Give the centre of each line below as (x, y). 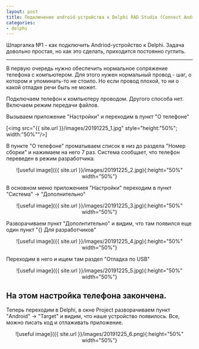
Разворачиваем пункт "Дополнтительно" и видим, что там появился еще (99, 224)
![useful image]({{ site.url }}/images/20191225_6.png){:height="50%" (99, 334)
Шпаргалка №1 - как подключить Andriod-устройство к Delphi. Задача (95, 45)
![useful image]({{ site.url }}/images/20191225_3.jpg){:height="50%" (99, 206)
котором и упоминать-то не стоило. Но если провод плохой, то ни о (93, 81)
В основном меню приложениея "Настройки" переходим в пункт (89, 188)
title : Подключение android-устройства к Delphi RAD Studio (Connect (94, 17)
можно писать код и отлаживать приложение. (65, 323)
